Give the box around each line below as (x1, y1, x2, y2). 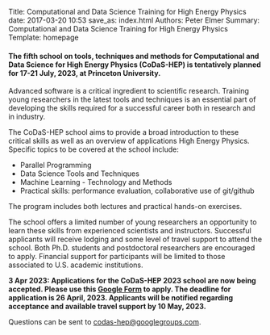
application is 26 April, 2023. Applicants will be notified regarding (8, 293, 234, 303)
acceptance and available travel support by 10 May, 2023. (8, 302, 207, 312)
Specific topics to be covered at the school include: (8, 144, 179, 154)
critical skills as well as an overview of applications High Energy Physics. (8, 136, 250, 146)
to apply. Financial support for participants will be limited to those (8, 252, 226, 262)
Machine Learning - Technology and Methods (19, 178, 172, 187)
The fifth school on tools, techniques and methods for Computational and (8, 51, 260, 61)
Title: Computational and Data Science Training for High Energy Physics (8, 7, 247, 16)
